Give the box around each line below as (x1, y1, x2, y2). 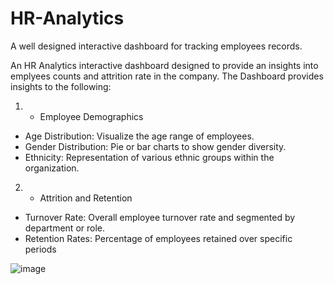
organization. (24, 162, 80, 174)
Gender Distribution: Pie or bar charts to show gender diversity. (24, 140, 287, 152)
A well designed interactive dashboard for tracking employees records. (10, 40, 303, 52)
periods (24, 243, 57, 255)
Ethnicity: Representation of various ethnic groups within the (24, 151, 275, 163)
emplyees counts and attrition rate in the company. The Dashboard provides (10, 70, 324, 82)
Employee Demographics (39, 110, 144, 122)
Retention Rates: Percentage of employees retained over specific (24, 232, 293, 244)
